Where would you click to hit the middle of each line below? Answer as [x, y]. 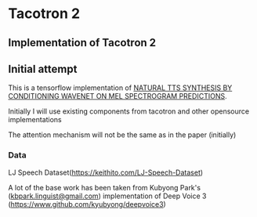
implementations [35, 120]
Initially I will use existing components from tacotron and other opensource [128, 111]
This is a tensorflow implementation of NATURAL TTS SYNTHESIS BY [120, 88]
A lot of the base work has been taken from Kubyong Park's [105, 187]
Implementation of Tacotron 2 [82, 43]
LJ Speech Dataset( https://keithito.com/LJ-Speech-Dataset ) [106, 172]
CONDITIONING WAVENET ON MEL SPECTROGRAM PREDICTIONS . [118, 96]
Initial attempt [43, 69]
